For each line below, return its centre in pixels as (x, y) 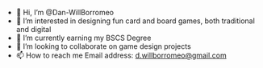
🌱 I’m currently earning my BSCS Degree (83, 38)
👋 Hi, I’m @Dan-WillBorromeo (65, 12)
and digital (33, 29)
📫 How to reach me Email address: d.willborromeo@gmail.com (121, 55)
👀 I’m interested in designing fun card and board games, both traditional (136, 21)
